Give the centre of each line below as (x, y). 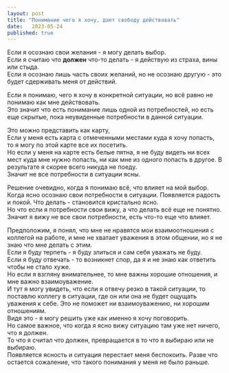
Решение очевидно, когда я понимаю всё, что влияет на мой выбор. (108, 188)
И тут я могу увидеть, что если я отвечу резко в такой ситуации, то (107, 289)
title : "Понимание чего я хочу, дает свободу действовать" (94, 20)
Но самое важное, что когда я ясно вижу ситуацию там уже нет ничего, (113, 325)
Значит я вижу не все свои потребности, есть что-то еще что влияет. (109, 217)
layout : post (26, 13)
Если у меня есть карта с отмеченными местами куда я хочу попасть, (111, 138)
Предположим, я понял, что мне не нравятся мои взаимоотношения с (111, 230)
